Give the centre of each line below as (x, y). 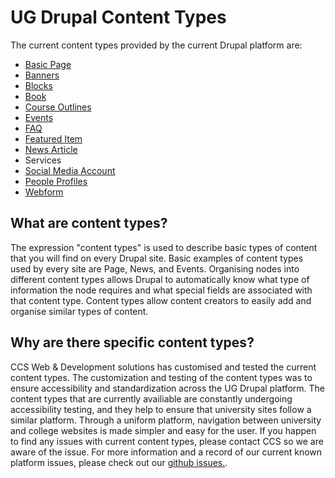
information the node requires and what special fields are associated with (161, 290)
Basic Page (48, 64)
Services (43, 160)
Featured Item (53, 138)
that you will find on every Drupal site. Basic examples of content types (157, 258)
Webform (44, 192)
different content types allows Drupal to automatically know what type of (160, 279)
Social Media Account (70, 170)
